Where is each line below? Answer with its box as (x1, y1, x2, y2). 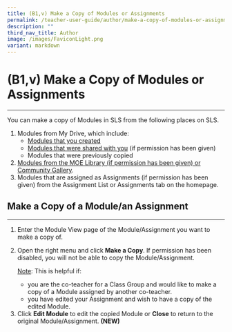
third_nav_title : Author (7, 29, 79, 37)
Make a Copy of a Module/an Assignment (7, 201, 188, 213)
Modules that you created (27, 136, 101, 145)
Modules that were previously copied (27, 151, 133, 159)
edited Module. (27, 302, 71, 311)
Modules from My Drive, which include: (17, 129, 129, 137)
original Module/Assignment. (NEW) (17, 317, 120, 325)
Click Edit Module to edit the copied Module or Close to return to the (17, 309, 213, 318)
